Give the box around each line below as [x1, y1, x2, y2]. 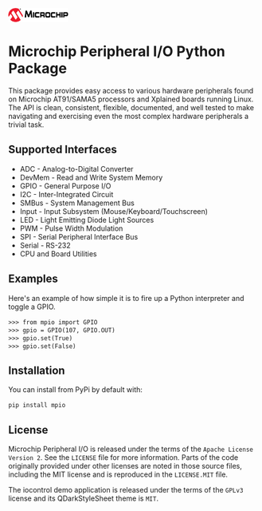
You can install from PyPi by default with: [8, 385, 143, 394]
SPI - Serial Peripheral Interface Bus [19, 232, 139, 241]
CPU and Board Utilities [19, 248, 97, 259]
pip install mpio [8, 402, 66, 410]
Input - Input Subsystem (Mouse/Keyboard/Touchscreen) [19, 206, 209, 216]
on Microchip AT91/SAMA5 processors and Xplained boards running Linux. [8, 94, 254, 104]
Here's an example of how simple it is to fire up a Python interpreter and [8, 293, 244, 303]
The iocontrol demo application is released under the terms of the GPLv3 [8, 485, 244, 495]
